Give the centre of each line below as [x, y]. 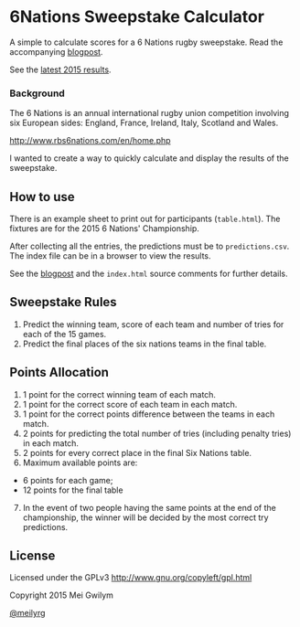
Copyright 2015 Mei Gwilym [62, 595]
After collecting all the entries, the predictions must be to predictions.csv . [150, 246]
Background [37, 93]
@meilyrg [27, 613]
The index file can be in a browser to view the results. [111, 256]
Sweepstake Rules [63, 302]
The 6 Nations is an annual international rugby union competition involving [150, 113]
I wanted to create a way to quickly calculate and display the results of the [150, 158]
